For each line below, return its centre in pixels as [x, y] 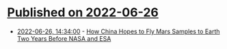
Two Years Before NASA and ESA [64, 38]
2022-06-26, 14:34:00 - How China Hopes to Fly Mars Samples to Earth [118, 31]
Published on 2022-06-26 [83, 13]
